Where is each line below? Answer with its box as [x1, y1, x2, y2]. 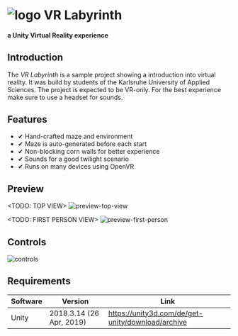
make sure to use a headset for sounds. [7, 93, 123, 101]
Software [11, 296, 42, 306]
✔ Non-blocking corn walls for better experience [17, 147, 160, 156]
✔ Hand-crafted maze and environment [17, 132, 133, 141]
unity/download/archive [108, 317, 188, 327]
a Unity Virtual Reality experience [7, 30, 108, 39]
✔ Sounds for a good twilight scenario [17, 155, 130, 163]
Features [7, 113, 47, 125]
